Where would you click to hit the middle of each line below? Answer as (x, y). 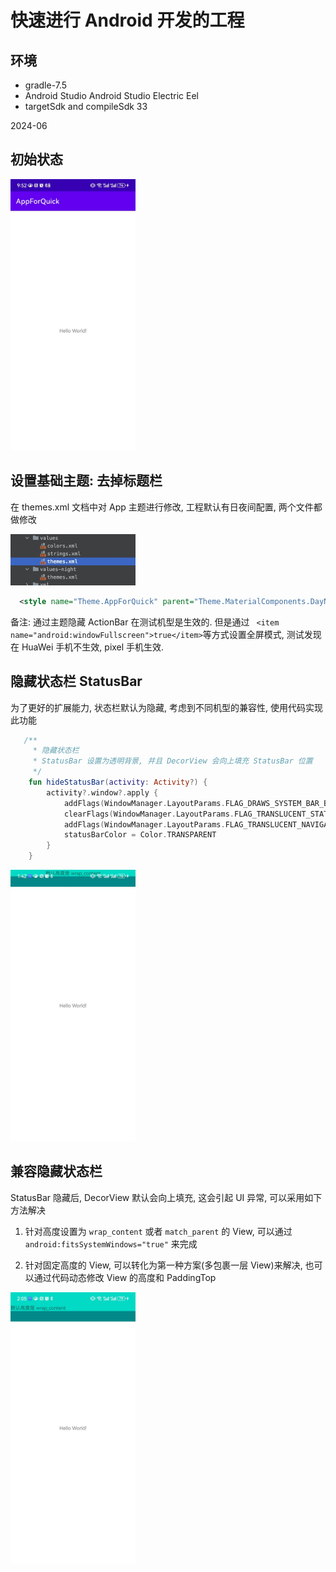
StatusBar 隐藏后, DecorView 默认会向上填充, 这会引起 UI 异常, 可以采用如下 (166, 1197)
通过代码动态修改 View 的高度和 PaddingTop (125, 1277)
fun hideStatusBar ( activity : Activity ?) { (118, 782)
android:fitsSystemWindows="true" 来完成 (111, 1243)
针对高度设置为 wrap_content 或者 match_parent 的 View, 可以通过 (158, 1231)
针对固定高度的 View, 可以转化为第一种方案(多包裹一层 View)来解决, (163, 1265)
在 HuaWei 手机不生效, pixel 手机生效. (87, 647)
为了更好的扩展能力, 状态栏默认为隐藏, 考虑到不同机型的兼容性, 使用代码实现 (166, 707)
